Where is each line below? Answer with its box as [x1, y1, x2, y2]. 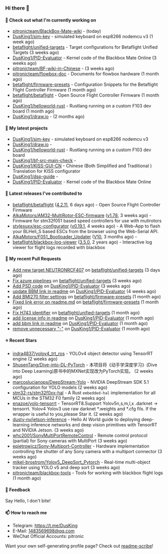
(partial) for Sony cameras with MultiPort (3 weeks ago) [12, 437, 128, 444]
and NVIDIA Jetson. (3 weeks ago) [12, 427, 84, 433]
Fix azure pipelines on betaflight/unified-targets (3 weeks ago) [12, 277, 142, 283]
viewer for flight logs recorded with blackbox [12, 244, 105, 250]
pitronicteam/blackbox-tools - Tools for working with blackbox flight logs [12, 470, 163, 476]
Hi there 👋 [5, 5, 30, 12]
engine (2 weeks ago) [12, 356, 58, 362]
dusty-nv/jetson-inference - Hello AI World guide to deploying [12, 416, 140, 422]
